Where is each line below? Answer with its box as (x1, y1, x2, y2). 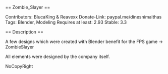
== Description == (5, 29, 44, 34)
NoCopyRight (5, 63, 33, 69)
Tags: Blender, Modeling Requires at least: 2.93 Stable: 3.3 (5, 19, 127, 25)
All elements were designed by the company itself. (5, 53, 110, 59)
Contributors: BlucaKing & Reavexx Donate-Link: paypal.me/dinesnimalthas (5, 14, 162, 19)
